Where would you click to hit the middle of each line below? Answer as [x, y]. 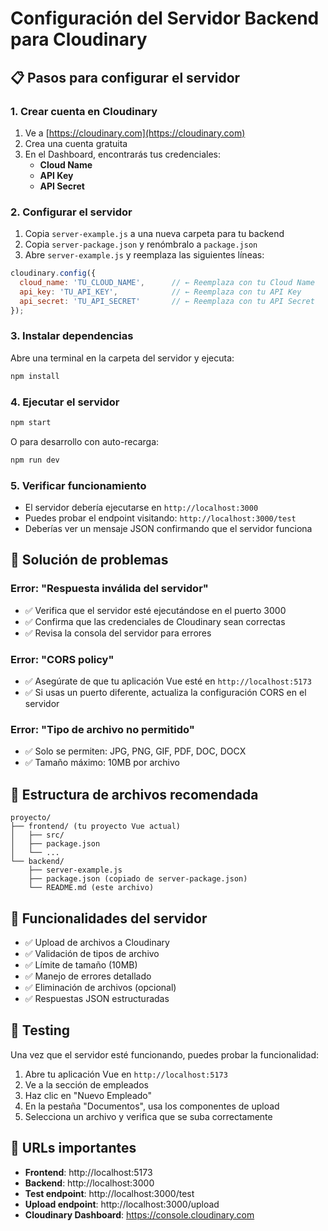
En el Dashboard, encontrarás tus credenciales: [122, 154]
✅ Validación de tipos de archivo [92, 953]
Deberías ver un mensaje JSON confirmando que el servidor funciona [168, 529]
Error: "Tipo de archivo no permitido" [102, 729]
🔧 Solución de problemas [89, 560]
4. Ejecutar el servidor [65, 402]
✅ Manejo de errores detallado [88, 976]
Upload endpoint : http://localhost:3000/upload [122, 1204]
